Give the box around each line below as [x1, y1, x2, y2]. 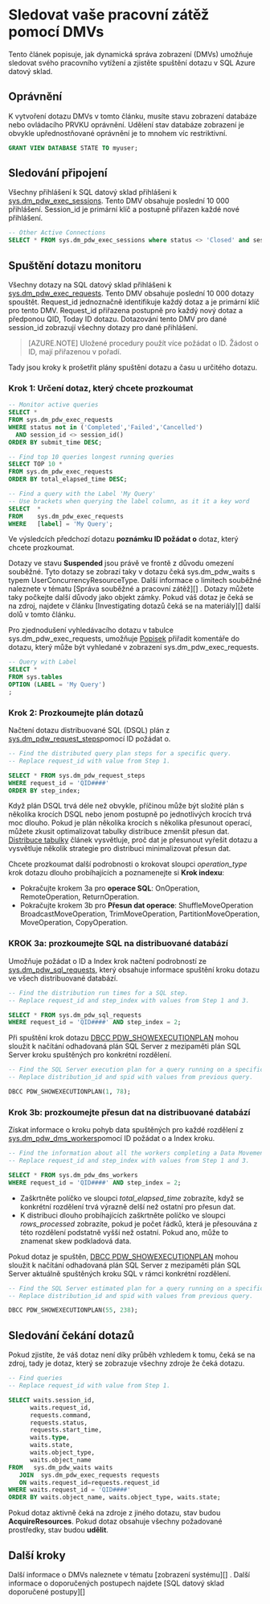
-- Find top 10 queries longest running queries [8, 453, 174, 461]
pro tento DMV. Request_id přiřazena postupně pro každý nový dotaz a [8, 306, 243, 315]
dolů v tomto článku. [8, 610, 76, 619]
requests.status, [29, 1419, 88, 1427]
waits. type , [29, 1433, 70, 1442]
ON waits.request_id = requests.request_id [18, 1478, 160, 1486]
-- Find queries [8, 1375, 63, 1383]
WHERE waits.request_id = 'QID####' [8, 1486, 131, 1494]
